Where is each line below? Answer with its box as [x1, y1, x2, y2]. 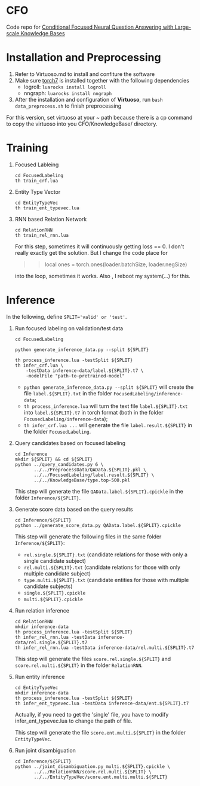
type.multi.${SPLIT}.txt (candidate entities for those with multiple [23, 576, 189, 583]
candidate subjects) [23, 583, 73, 590]
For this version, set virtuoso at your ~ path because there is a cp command [6, 114, 193, 121]
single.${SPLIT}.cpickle [23, 590, 86, 596]
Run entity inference [14, 673, 65, 680]
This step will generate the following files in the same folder [14, 533, 162, 540]
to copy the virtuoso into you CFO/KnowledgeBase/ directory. [6, 120, 158, 127]
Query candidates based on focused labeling [14, 439, 126, 446]
